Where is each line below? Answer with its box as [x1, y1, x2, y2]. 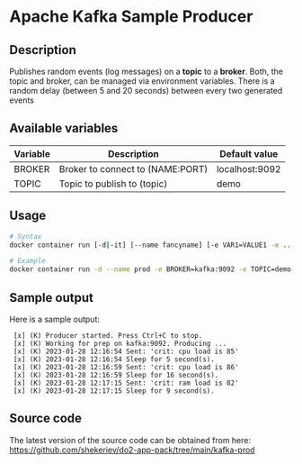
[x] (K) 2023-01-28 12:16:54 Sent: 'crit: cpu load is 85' [13, 347, 240, 356]
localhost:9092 [216, 162, 281, 175]
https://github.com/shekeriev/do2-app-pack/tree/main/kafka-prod [9, 444, 255, 455]
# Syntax [9, 232, 42, 241]
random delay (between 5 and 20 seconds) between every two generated [9, 86, 283, 96]
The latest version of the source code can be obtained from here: [9, 434, 252, 445]
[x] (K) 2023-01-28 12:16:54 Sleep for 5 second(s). [13, 354, 216, 364]
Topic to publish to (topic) [58, 177, 168, 190]
